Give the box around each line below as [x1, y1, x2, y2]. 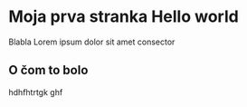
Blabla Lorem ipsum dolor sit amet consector [8, 36, 176, 47]
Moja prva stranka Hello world [8, 6, 239, 27]
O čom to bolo [8, 63, 89, 78]
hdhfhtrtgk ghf [8, 86, 63, 97]
